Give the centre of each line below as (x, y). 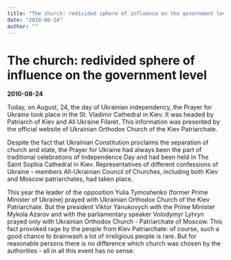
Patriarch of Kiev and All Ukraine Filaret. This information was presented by (113, 122)
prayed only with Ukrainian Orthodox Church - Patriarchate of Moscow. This (115, 221)
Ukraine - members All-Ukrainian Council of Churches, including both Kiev (113, 172)
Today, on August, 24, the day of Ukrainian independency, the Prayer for (110, 107)
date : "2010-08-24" (35, 20)
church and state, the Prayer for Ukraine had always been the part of (104, 150)
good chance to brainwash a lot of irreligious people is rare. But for (102, 236)
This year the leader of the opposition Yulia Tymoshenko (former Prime (108, 193)
